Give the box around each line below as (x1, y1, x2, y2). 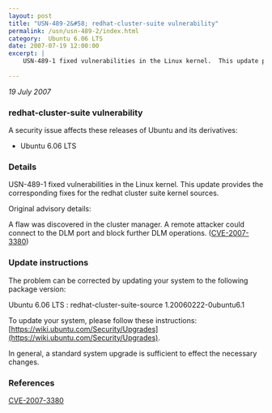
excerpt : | (8, 49, 45, 57)
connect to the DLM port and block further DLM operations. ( (8, 228, 212, 238)
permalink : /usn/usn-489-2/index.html (8, 27, 139, 35)
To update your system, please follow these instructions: (8, 315, 197, 325)
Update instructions (8, 257, 89, 268)
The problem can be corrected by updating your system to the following (8, 275, 249, 285)
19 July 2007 (8, 87, 51, 96)
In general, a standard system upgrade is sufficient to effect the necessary (8, 348, 257, 358)
